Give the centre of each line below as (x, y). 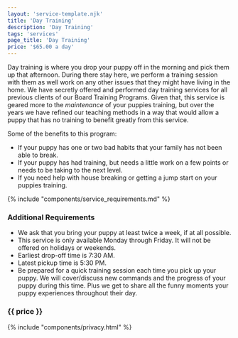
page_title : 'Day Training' (49, 40)
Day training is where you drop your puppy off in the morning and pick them (118, 67)
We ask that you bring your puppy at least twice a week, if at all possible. (124, 233)
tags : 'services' (33, 34)
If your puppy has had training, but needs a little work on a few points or (123, 163)
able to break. (38, 155)
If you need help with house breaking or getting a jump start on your (118, 178)
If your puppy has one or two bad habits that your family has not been (120, 147)
